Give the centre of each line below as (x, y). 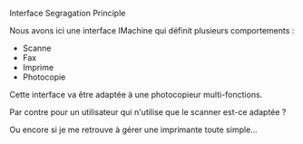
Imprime (38, 67)
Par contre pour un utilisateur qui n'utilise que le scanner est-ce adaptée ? (148, 112)
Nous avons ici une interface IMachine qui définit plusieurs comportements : (152, 30)
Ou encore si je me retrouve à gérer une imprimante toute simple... (134, 130)
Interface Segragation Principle (68, 13)
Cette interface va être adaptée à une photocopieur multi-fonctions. (136, 95)
